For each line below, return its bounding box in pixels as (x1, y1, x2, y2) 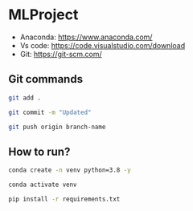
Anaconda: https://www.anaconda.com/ (19, 32, 153, 42)
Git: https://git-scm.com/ (19, 49, 102, 59)
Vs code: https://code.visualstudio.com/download (19, 40, 186, 50)
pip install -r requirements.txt (8, 195, 121, 203)
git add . (8, 94, 42, 102)
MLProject (8, 6, 79, 24)
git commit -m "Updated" (8, 108, 92, 116)
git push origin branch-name (8, 123, 106, 131)
